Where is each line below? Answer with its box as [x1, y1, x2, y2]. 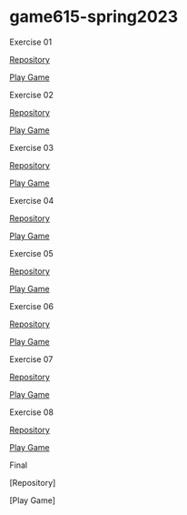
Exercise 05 [9, 247, 54, 258]
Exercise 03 [9, 142, 54, 153]
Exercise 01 [9, 36, 53, 47]
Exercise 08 [9, 407, 54, 418]
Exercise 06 [9, 300, 54, 311]
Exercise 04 [9, 195, 54, 206]
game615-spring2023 [9, 6, 179, 27]
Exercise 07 [9, 353, 54, 365]
